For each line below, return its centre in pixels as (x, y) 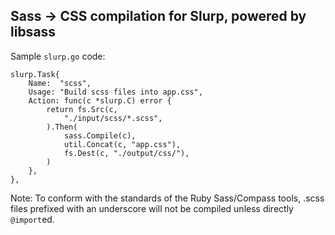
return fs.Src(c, (82, 109)
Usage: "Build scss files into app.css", (115, 92)
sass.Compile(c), (100, 135)
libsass (33, 32)
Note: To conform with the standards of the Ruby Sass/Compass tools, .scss (167, 198)
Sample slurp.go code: (58, 56)
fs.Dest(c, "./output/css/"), (126, 153)
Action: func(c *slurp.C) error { (100, 100)
